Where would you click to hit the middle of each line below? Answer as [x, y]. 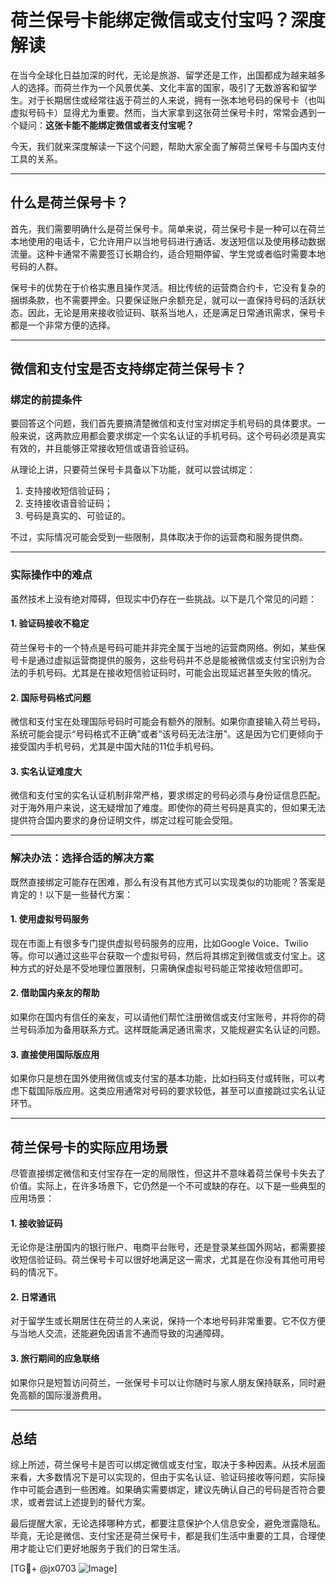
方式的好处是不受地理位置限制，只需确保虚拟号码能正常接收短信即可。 [163, 968]
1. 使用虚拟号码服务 [50, 919]
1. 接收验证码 [36, 1223]
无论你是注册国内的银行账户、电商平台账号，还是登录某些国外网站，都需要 [163, 1247]
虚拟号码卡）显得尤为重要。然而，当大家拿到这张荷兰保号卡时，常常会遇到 [163, 112]
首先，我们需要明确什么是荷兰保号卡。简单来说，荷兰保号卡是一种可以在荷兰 [168, 228]
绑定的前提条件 [46, 400]
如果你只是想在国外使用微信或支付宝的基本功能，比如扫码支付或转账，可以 [163, 1078]
